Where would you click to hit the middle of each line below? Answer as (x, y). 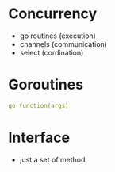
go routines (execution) (58, 36)
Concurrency (53, 14)
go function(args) (38, 105)
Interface (39, 138)
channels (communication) (63, 44)
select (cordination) (52, 52)
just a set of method (52, 159)
